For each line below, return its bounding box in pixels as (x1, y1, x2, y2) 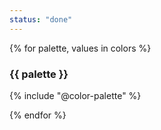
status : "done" (9, 14, 73, 25)
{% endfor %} (9, 109, 67, 121)
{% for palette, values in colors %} (9, 42, 152, 54)
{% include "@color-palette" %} (9, 89, 142, 101)
